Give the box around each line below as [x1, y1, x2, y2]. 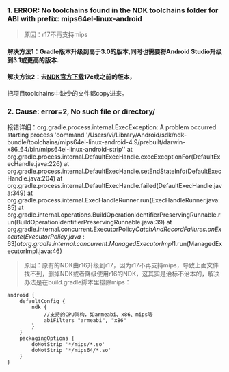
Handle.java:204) [7, 174, 56, 183]
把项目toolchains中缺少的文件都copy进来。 [7, 90, 129, 98]
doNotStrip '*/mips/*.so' [31, 341, 106, 348]
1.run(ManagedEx [173, 240, 223, 248]
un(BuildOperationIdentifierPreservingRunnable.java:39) [7, 218, 165, 226]
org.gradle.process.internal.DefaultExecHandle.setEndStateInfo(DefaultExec [7, 167, 222, 176]
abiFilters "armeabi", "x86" [43, 317, 127, 324]
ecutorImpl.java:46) [7, 247, 63, 255]
